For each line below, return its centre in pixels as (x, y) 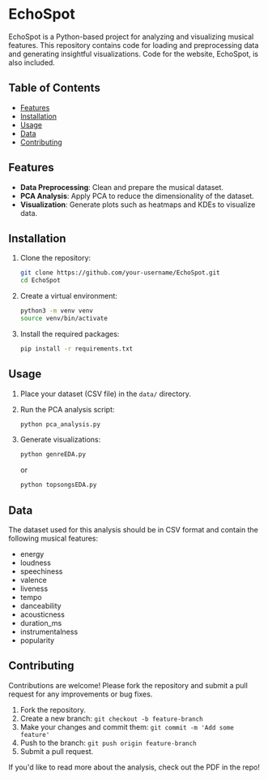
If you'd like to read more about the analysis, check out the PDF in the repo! (134, 767)
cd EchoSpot (40, 281)
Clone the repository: (55, 258)
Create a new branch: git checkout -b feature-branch (112, 718)
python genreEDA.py (53, 455)
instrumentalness (49, 631)
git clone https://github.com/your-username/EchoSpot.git (120, 273)
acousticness (42, 614)
